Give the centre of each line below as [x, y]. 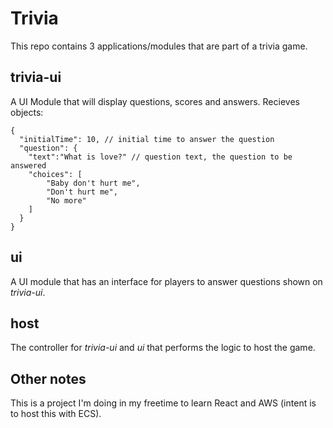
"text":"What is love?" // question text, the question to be [160, 157]
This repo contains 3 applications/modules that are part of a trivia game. [159, 46]
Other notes [48, 378]
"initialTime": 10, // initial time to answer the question [147, 139]
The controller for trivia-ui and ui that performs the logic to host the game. [163, 348]
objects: [27, 112]
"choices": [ [55, 174]
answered [28, 165]
